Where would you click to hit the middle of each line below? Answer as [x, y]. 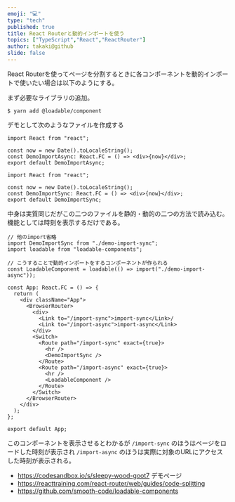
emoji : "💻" [24, 14]
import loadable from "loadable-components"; [75, 249]
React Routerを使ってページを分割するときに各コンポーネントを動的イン [112, 74]
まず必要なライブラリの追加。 [50, 97]
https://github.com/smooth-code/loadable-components [98, 491]
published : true [31, 27]
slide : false [26, 53]
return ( [26, 294]
